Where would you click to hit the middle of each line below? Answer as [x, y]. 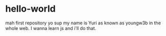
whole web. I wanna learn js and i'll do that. [51, 28]
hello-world [31, 9]
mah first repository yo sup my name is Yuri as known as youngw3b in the [83, 23]
